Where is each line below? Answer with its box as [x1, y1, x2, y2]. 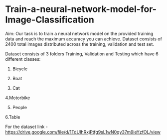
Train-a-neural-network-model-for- [5, 3, 157, 15]
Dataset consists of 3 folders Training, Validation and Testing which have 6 [5, 51, 159, 57]
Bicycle [12, 66, 28, 72]
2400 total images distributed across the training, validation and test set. [5, 41, 155, 47]
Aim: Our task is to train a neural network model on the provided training [5, 30, 154, 36]
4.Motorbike [5, 95, 30, 101]
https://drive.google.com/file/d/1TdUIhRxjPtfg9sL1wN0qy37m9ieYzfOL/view [5, 129, 161, 135]
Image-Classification [5, 14, 95, 25]
